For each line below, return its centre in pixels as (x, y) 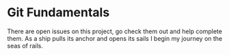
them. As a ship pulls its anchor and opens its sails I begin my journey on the (115, 38)
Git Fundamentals (58, 13)
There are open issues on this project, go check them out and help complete (114, 31)
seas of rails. (25, 45)
